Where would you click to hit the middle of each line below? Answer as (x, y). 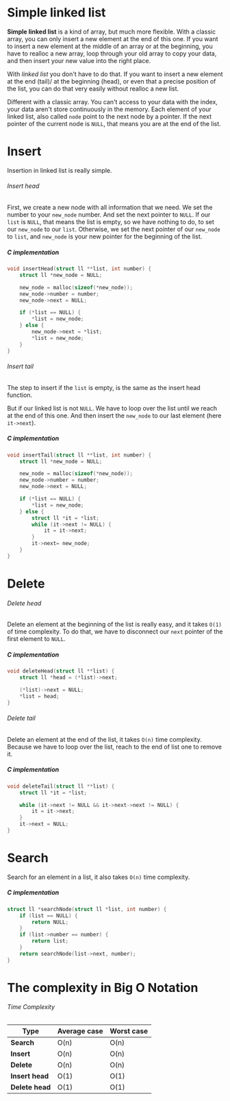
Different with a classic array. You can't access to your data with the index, (112, 101)
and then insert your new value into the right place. (79, 60)
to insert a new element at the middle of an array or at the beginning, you (110, 46)
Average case (80, 1031)
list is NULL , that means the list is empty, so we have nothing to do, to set (111, 222)
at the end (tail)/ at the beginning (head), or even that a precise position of (112, 81)
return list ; (50, 941)
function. (20, 395)
